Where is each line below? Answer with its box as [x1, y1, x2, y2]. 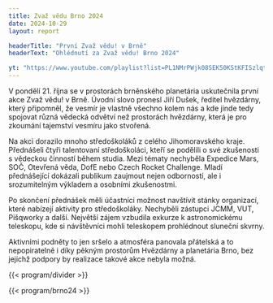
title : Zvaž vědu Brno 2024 [8, 11, 104, 20]
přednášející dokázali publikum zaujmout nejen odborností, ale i [8, 171, 222, 180]
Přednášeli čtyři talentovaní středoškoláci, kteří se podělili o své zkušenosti [8, 145, 260, 154]
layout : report [8, 27, 60, 35]
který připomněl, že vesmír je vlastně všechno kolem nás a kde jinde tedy [8, 103, 254, 113]
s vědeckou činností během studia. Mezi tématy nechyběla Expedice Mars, [8, 154, 259, 163]
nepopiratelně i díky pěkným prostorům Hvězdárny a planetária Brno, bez [8, 245, 254, 255]
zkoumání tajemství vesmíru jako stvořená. [8, 121, 152, 130]
